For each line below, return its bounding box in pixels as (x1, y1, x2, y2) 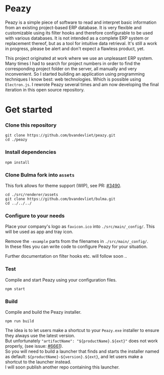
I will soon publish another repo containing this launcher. (5, 364, 120, 370)
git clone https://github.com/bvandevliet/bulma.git (5, 196, 116, 202)
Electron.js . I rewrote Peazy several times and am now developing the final (5, 81, 159, 87)
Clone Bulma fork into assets (5, 171, 75, 178)
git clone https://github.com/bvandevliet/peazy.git (5, 133, 116, 138)
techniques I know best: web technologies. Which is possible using (5, 76, 141, 82)
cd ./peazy (5, 137, 28, 142)
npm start (5, 286, 26, 291)
